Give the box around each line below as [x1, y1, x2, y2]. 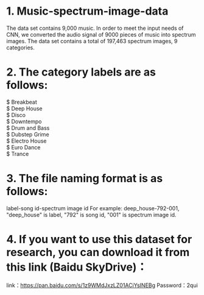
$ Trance [6, 150, 29, 157]
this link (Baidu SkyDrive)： [6, 260, 147, 274]
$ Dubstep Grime [6, 130, 50, 138]
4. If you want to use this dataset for [6, 233, 192, 246]
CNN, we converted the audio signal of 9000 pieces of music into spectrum [6, 30, 196, 38]
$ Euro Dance [6, 143, 41, 151]
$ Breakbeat [6, 98, 38, 105]
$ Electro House [6, 137, 47, 144]
